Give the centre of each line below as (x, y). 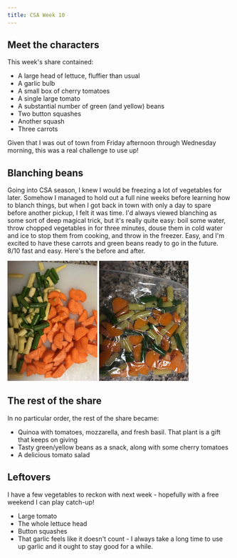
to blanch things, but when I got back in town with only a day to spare (109, 205)
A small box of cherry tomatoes (64, 91)
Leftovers (29, 478)
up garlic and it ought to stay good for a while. (85, 546)
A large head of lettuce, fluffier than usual (79, 76)
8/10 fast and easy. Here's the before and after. (77, 251)
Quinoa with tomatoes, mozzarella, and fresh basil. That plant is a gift (119, 432)
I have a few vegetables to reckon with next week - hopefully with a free (113, 494)
